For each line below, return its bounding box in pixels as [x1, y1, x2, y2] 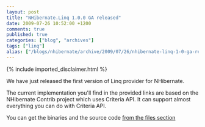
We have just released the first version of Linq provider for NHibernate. [6, 77, 185, 84]
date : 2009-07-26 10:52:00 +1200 [6, 20, 92, 26]
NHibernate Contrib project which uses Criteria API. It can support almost [6, 95, 191, 103]
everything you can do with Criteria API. [6, 102, 107, 109]
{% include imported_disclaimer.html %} [6, 65, 108, 73]
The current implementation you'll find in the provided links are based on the [6, 89, 199, 96]
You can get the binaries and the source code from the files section [6, 114, 176, 121]
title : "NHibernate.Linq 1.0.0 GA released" [6, 15, 121, 21]
